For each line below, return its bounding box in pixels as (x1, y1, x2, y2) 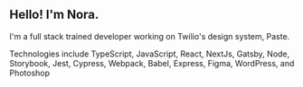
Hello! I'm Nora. (9, 7, 99, 22)
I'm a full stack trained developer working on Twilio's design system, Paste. (9, 30, 290, 41)
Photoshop (9, 67, 51, 78)
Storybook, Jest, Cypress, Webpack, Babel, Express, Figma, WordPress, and (9, 57, 295, 68)
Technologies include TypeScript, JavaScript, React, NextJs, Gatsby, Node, (9, 48, 290, 59)
